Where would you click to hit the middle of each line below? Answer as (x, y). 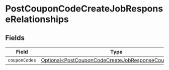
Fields (15, 38)
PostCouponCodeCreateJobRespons (84, 9)
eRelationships (37, 19)
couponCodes (22, 60)
